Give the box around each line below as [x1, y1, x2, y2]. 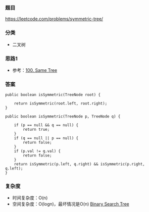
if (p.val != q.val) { [14, 149, 61, 154]
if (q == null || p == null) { [14, 136, 79, 141]
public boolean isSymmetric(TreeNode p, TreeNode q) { [5, 114, 121, 119]
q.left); [5, 166, 23, 171]
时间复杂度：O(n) [12, 195, 48, 201]
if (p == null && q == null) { [14, 123, 79, 128]
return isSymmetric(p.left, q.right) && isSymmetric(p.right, [14, 162, 145, 167]
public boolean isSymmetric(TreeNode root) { [5, 93, 100, 98]
